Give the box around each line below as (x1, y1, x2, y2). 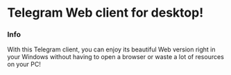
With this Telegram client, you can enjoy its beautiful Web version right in (7, 45, 216, 53)
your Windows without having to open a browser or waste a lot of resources (7, 53, 224, 61)
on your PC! (7, 60, 42, 69)
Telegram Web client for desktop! (7, 5, 204, 21)
